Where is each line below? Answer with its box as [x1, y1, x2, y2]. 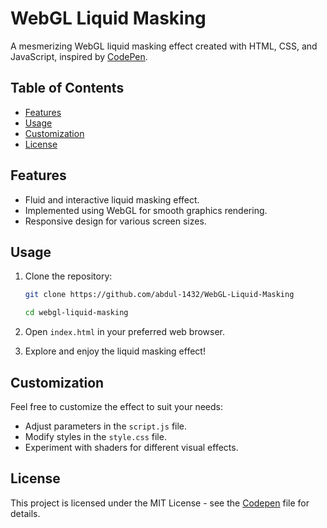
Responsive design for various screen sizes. [24, 215, 207, 227]
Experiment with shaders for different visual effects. [24, 441, 239, 453]
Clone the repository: [24, 270, 113, 282]
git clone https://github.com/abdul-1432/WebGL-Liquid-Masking [24, 290, 295, 300]
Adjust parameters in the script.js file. [24, 420, 188, 432]
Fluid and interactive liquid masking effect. [24, 193, 200, 206]
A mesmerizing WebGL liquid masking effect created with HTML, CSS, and [10, 40, 318, 52]
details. [10, 507, 41, 519]
